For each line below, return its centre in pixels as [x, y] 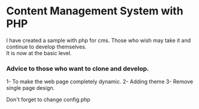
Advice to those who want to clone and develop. [78, 68]
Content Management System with [95, 11]
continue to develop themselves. [46, 47]
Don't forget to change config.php [49, 99]
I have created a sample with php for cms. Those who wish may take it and [99, 40]
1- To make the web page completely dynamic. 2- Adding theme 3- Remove [100, 81]
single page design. [31, 88]
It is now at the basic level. [39, 53]
